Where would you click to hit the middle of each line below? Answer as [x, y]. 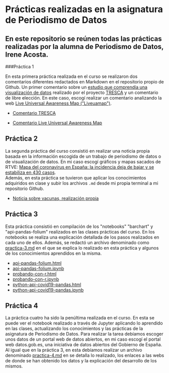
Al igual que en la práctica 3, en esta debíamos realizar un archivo [74, 350]
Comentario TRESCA [34, 113]
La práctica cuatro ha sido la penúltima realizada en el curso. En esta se [80, 318]
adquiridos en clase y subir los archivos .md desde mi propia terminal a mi [82, 183]
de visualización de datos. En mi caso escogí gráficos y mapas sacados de [83, 161]
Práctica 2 [21, 139]
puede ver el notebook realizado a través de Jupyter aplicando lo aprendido [84, 323]
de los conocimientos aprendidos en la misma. [53, 253]
